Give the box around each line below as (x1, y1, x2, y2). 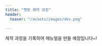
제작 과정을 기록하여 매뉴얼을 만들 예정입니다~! (5, 35, 97, 41)
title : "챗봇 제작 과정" (5, 7, 52, 12)
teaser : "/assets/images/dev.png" (10, 16, 82, 21)
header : (5, 12, 22, 17)
